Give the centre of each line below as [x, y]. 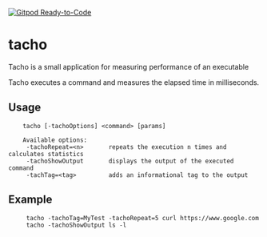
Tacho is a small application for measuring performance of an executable [129, 66]
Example [30, 200]
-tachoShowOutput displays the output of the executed [130, 161]
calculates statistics [46, 154]
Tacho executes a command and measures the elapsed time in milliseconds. [134, 82]
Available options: [55, 140]
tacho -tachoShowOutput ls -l [76, 225]
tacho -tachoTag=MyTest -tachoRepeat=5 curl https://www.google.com [143, 218]
